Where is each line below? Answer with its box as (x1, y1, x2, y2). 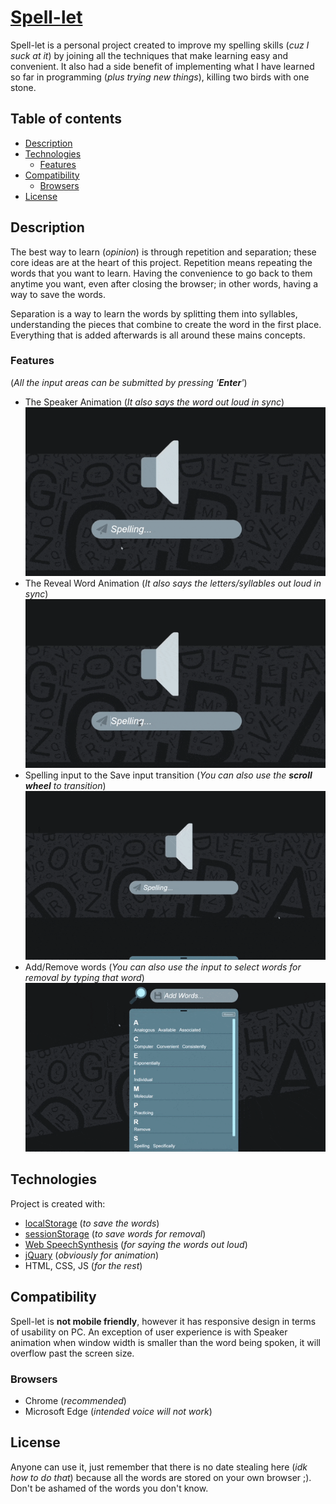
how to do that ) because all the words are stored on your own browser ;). (10, 1471, 312, 1483)
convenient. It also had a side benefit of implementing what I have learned (10, 60, 315, 72)
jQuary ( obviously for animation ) (24, 1249, 160, 1261)
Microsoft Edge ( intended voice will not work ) (24, 1405, 213, 1417)
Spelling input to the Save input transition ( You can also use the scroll (24, 769, 313, 781)
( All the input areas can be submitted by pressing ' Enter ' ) (10, 376, 248, 388)
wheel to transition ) (24, 779, 107, 791)
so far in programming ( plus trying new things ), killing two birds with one (10, 71, 310, 83)
